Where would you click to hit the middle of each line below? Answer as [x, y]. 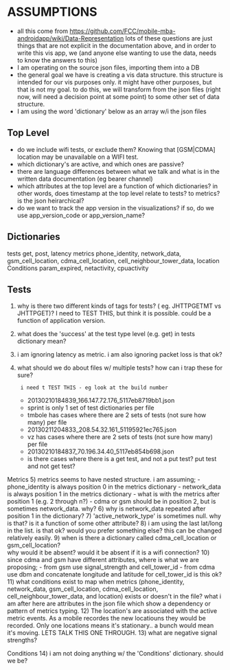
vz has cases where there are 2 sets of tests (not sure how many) [120, 437]
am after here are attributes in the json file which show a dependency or [109, 604]
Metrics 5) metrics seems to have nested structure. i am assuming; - [104, 480]
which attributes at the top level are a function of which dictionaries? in [117, 186]
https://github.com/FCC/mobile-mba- [123, 31]
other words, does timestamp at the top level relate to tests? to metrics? [118, 193]
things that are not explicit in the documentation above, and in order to [116, 45]
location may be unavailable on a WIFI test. [78, 157]
